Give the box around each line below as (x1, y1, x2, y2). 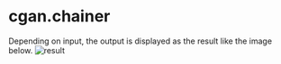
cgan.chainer (8, 6, 111, 27)
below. (8, 44, 33, 55)
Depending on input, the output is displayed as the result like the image (8, 36, 272, 46)
